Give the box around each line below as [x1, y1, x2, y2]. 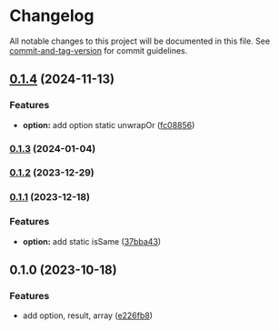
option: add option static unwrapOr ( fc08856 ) [22, 119, 195, 130]
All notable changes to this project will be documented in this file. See [9, 35, 271, 46]
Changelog [9, 5, 95, 26]
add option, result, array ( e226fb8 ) [22, 310, 153, 321]
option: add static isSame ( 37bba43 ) [22, 235, 162, 246]
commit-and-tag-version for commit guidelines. [9, 45, 188, 55]
